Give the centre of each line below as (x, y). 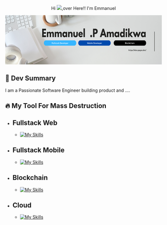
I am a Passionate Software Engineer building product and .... (68, 90)
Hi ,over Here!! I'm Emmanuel (83, 8)
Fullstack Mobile (38, 150)
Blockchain (30, 178)
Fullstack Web (35, 123)
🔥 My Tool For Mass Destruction (56, 106)
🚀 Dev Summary (31, 79)
